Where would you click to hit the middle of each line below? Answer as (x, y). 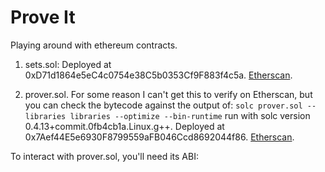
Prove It (43, 17)
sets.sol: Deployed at (68, 64)
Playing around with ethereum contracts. (94, 45)
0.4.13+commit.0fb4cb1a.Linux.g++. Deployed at (124, 126)
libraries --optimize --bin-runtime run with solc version (190, 115)
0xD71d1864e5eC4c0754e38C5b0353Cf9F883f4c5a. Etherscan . (158, 75)
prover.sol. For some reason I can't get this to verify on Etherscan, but (168, 94)
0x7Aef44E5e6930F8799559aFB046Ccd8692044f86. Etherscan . (159, 137)
